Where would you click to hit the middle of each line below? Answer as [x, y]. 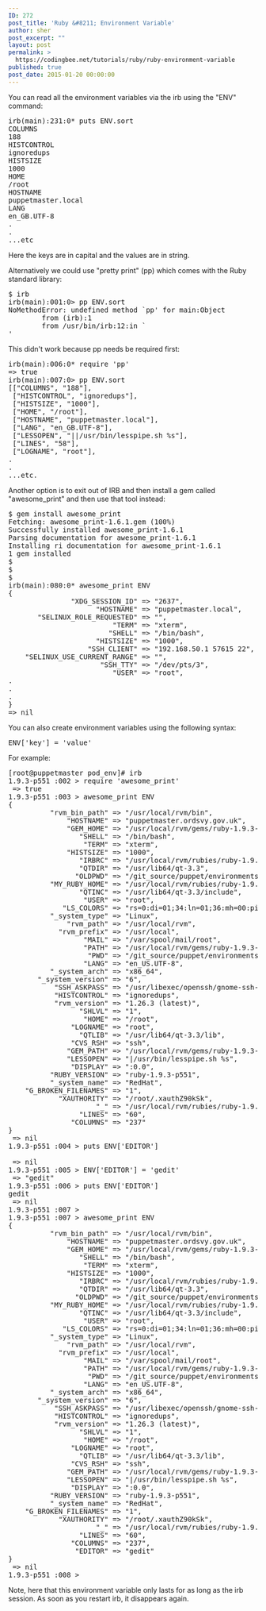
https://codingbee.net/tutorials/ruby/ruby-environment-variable [125, 60]
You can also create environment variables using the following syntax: [122, 727]
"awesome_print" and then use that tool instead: [87, 499]
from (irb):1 [67, 318]
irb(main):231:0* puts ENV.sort [71, 121]
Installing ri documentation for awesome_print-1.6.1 [115, 545]
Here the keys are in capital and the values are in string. [99, 255]
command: [26, 106]
